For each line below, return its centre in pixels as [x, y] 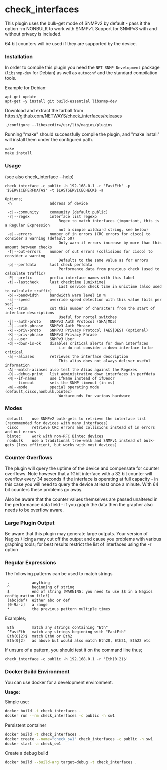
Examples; [16, 618]
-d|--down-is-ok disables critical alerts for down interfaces [78, 343]
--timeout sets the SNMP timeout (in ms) [64, 383]
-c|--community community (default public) [58, 212]
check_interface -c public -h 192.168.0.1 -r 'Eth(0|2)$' [67, 659]
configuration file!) [28, 596]
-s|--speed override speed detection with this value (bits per [85, 299]
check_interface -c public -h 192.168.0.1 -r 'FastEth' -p [68, 186]
